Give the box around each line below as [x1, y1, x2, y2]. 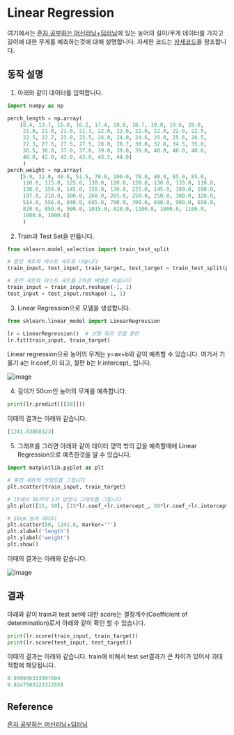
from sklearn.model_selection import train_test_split [7, 246, 170, 253]
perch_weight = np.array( [7, 166, 82, 173]
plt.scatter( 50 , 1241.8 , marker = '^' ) [7, 521, 117, 528]
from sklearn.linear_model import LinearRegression [7, 317, 160, 324]
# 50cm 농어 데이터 [7, 515, 56, 522]
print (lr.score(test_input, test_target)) [7, 639, 132, 646]
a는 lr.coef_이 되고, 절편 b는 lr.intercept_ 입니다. [19, 358, 152, 367]
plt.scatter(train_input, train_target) [7, 483, 127, 490]
